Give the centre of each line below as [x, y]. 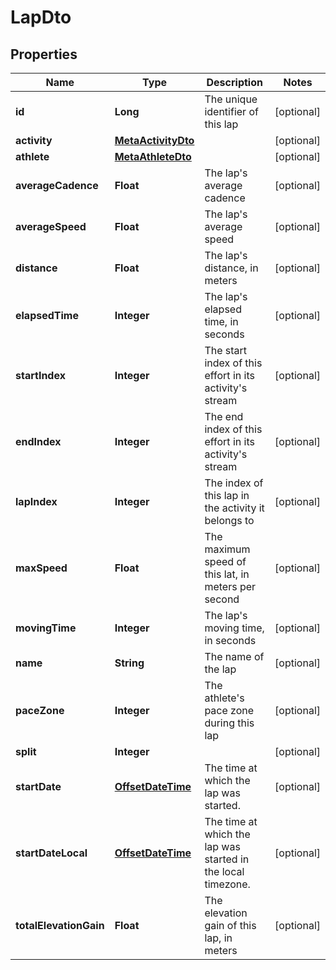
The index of [234, 483]
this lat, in [227, 574]
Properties [44, 54]
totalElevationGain [60, 925]
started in [227, 859]
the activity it [234, 508]
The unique [231, 99]
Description [234, 82]
